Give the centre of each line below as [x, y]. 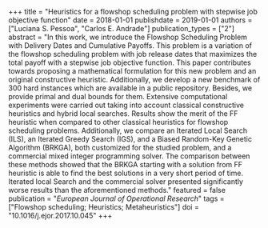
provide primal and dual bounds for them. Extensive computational [118, 96]
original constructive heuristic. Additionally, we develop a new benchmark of [134, 80]
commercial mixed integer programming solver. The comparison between [129, 156]
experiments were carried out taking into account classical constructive [126, 105]
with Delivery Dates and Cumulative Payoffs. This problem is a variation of [130, 46]
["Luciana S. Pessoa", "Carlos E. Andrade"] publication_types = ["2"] [121, 28]
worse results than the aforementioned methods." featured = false [117, 190]
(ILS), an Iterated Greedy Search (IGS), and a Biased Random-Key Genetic [130, 139]
